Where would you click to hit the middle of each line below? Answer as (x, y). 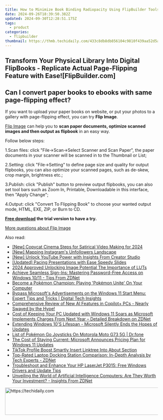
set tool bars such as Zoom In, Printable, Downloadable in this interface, (77, 189)
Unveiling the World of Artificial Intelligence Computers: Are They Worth (84, 375)
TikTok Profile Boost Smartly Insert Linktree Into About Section (74, 350)
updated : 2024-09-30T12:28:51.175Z (41, 18)
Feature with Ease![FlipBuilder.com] (60, 76)
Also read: (15, 237)
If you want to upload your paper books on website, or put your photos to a (80, 112)
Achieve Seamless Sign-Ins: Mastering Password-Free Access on (78, 273)
